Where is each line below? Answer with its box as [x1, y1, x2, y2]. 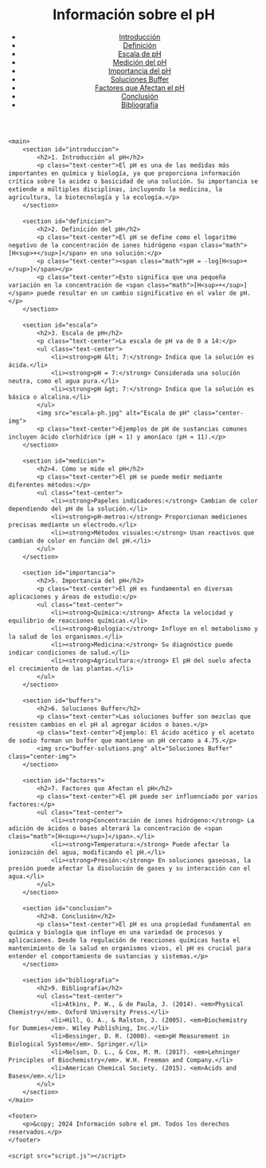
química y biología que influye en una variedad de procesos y [8, 928, 223, 936]
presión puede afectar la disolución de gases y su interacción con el [8, 864, 251, 872]
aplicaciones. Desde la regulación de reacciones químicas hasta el [8, 936, 241, 944]
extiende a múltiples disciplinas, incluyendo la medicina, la [8, 185, 223, 193]
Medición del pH [112, 58, 167, 67]
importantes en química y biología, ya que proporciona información [8, 169, 241, 177]
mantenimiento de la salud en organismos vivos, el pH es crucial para [8, 944, 251, 952]
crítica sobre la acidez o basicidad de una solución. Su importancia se [8, 177, 259, 185]
